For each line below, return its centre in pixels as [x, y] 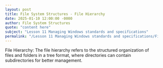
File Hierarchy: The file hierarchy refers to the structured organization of [77, 50]
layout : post [18, 9]
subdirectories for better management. [44, 60]
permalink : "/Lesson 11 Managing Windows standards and [63, 37]
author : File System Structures [38, 23]
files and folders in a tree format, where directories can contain [68, 55]
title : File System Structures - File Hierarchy [55, 14]
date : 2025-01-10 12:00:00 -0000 [39, 18]
